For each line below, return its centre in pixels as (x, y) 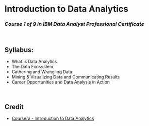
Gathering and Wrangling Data (42, 72)
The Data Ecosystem (32, 67)
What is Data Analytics (34, 62)
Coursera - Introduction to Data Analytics (53, 118)
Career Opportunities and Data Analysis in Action (61, 82)
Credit (14, 107)
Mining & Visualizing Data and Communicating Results (66, 77)
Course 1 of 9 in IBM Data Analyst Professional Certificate (74, 24)
